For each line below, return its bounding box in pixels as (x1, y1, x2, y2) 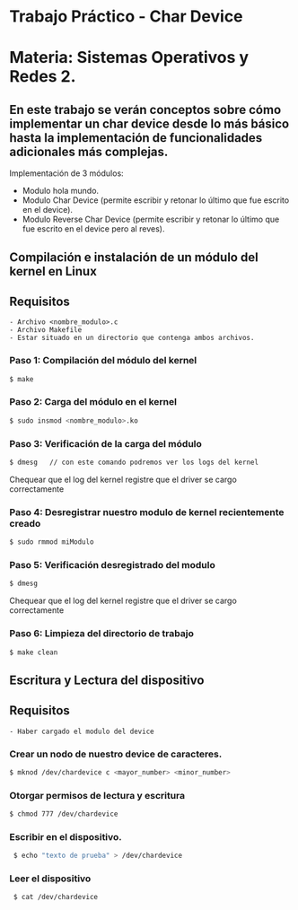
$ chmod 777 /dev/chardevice (9, 809, 118, 818)
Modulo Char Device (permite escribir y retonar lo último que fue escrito (22, 195, 290, 206)
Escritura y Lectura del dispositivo (9, 672, 205, 687)
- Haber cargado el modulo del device (9, 727, 154, 736)
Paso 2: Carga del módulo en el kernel (9, 396, 178, 408)
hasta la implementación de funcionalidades (9, 130, 263, 145)
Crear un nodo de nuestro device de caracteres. (9, 748, 223, 760)
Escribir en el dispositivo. (9, 830, 123, 843)
